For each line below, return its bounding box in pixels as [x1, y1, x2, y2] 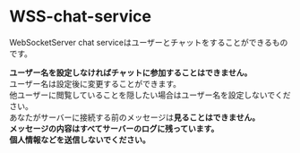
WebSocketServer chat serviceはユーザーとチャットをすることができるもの [9, 37, 288, 47]
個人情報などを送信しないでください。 [9, 134, 150, 145]
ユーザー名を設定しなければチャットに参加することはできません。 [9, 67, 253, 78]
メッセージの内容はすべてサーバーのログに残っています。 [9, 123, 219, 133]
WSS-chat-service [9, 6, 152, 27]
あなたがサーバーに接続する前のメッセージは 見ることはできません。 [9, 112, 261, 123]
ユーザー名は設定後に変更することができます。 [9, 78, 182, 89]
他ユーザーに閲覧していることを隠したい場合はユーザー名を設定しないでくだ [9, 89, 291, 100]
